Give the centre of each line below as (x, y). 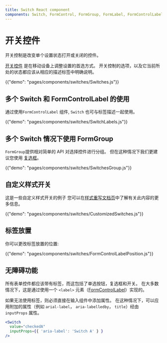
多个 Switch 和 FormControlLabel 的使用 (67, 99)
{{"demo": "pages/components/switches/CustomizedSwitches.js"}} (74, 214)
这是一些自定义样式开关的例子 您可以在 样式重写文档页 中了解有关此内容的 (80, 198)
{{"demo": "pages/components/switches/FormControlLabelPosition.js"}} (79, 253)
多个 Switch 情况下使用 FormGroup (59, 139)
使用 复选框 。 (27, 158)
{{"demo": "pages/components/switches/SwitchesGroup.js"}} (69, 168)
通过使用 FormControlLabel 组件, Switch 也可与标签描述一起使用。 (71, 112)
